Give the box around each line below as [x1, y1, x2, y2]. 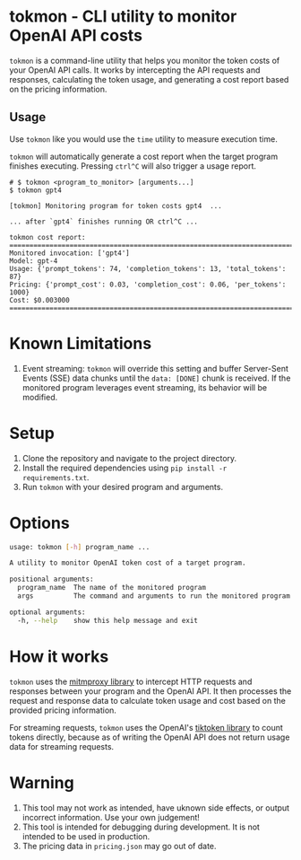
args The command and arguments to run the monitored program [17, 592, 291, 601]
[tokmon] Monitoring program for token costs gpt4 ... [9, 201, 222, 210]
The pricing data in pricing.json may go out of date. [21, 840, 217, 851]
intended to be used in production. [21, 830, 150, 841]
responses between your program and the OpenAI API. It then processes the [9, 685, 292, 697]
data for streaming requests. [9, 741, 115, 751]
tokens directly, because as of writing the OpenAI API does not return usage [9, 732, 290, 742]
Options [9, 513, 70, 533]
